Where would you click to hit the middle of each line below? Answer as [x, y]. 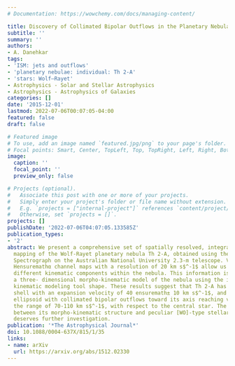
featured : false [31, 118]
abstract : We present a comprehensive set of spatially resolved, [106, 247]
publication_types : [36, 234]
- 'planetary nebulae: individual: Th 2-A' [72, 72]
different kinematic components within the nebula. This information [117, 273]
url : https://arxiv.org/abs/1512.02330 [72, 351]
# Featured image [33, 137]
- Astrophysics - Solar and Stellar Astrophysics [81, 85]
